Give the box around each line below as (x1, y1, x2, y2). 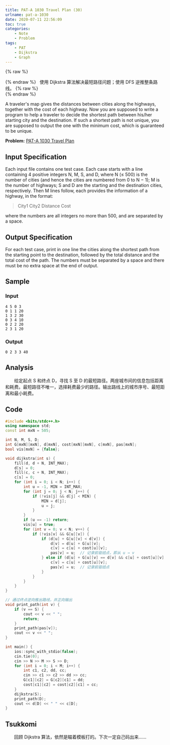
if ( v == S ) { (14, 607, 44, 612)
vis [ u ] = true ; (23, 522, 56, 527)
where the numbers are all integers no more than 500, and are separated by (5, 213, 163, 219)
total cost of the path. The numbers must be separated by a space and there (5, 257, 164, 263)
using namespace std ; (5, 423, 51, 428)
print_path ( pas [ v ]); (14, 626, 58, 631)
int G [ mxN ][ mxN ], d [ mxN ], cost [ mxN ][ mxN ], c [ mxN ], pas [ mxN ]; (5, 442, 137, 447)
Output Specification (5, 233, 72, 241)
